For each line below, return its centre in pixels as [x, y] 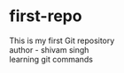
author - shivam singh [49, 49]
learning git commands [51, 59]
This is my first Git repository [62, 40]
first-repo [46, 16]
